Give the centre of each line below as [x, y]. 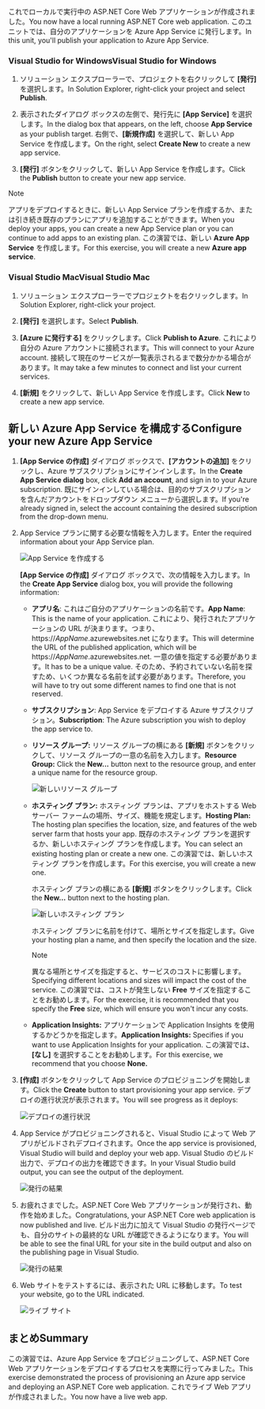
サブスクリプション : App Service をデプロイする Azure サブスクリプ [142, 710]
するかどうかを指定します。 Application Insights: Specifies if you [137, 1035]
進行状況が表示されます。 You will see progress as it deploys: [140, 1100]
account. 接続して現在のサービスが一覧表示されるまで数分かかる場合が [135, 357]
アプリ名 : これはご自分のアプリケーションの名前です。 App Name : [138, 609]
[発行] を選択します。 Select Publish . [79, 321]
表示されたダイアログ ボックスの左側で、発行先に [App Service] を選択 [136, 114]
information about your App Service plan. [87, 542]
